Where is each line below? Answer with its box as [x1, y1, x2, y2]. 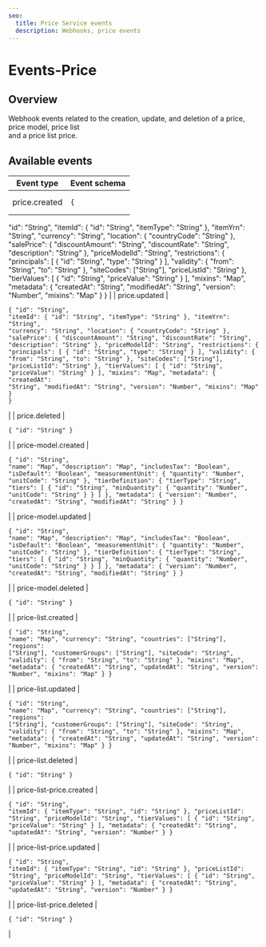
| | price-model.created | [8, 440, 89, 450]
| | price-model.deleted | [8, 583, 89, 593]
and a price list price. [8, 131, 78, 141]
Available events [8, 153, 93, 168]
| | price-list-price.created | [8, 785, 98, 795]
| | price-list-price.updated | [8, 842, 100, 852]
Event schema [70, 177, 126, 189]
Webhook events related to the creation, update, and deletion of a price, [8, 113, 245, 124]
